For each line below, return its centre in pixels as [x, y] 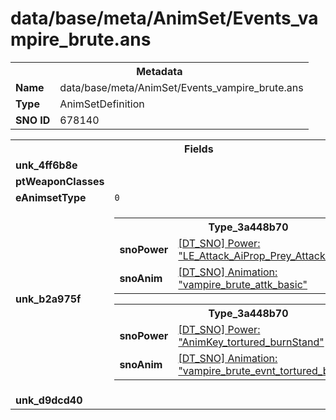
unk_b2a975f [48, 299]
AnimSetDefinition [102, 104]
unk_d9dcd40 [49, 400]
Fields [199, 149]
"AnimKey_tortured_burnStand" [251, 342]
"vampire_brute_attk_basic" [243, 284]
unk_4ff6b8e [46, 165]
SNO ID [33, 120]
